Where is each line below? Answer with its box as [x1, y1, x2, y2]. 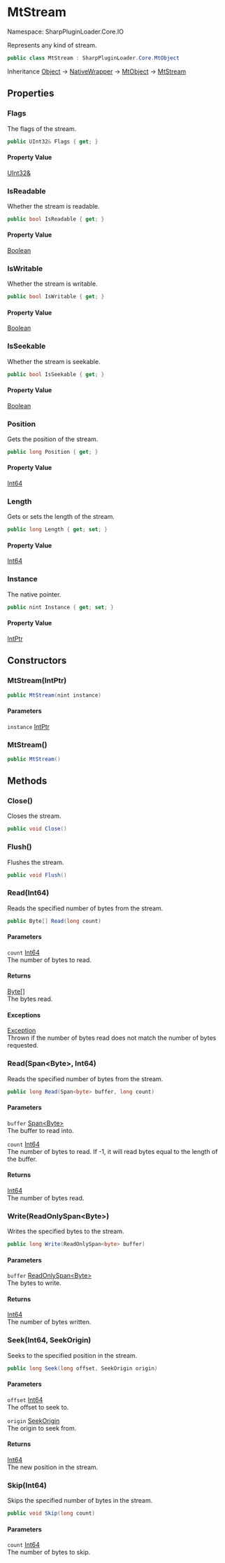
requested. [7, 1041, 38, 1050]
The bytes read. [7, 995, 53, 1003]
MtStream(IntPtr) [7, 676, 67, 686]
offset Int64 [7, 1395, 43, 1404]
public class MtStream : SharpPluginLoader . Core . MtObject [7, 54, 180, 62]
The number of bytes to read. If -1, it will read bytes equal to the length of [7, 1147, 218, 1155]
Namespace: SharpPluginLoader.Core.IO [7, 27, 124, 36]
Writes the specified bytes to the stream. [7, 1227, 124, 1236]
